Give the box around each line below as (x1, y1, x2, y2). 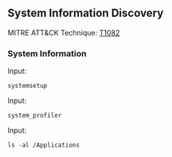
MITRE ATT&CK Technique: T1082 (7, 27, 121, 37)
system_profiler (7, 112, 62, 120)
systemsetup (7, 82, 47, 90)
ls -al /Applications (7, 141, 80, 150)
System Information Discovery (7, 6, 164, 20)
